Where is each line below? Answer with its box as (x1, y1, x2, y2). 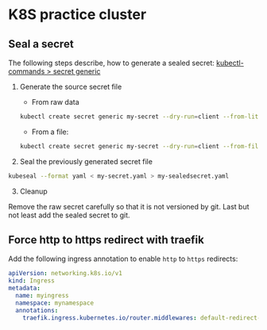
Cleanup (19, 186, 48, 196)
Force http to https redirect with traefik (8, 233, 204, 247)
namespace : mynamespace (15, 299, 94, 307)
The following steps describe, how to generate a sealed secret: (8, 58, 215, 67)
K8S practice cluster (8, 6, 147, 24)
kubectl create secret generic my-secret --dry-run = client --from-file (19, 142, 262, 150)
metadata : (8, 284, 41, 293)
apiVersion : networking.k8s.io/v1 (8, 270, 123, 278)
